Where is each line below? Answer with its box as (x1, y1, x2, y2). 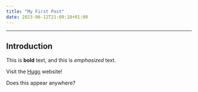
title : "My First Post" (6, 8, 65, 15)
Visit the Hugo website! (6, 68, 63, 75)
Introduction (6, 41, 53, 51)
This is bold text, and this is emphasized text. (6, 57, 116, 64)
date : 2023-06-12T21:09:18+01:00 (6, 14, 88, 20)
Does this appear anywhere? (6, 80, 75, 87)
